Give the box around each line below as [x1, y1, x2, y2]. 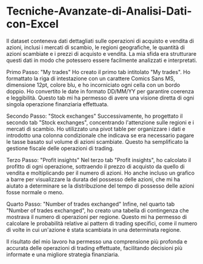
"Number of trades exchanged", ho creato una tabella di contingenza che [6, 206, 189, 214]
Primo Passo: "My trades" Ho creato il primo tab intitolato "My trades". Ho [6, 68, 191, 75]
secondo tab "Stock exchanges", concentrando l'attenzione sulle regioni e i [6, 118, 195, 126]
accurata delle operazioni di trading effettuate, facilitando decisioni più [6, 244, 183, 251]
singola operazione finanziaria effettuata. [6, 100, 109, 107]
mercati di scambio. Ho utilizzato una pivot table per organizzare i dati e [6, 125, 186, 132]
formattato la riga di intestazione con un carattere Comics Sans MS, [6, 75, 176, 82]
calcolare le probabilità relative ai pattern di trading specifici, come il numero [6, 220, 198, 227]
